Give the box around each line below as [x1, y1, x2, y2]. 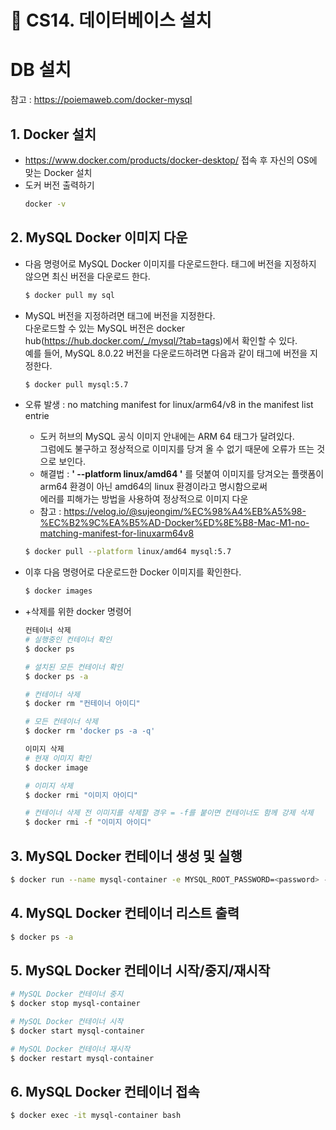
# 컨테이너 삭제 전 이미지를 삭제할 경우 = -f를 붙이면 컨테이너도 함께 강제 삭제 [24, 808, 314, 818]
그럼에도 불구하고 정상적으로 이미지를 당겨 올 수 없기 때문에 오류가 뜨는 [39, 443, 315, 455]
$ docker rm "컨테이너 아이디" [24, 699, 141, 709]
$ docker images [24, 586, 93, 596]
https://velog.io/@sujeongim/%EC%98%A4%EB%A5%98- [63, 506, 307, 518]
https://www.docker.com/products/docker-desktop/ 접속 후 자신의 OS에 [24, 154, 318, 166]
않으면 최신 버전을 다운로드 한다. [24, 270, 151, 282]
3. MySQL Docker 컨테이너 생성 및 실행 [10, 847, 243, 865]
